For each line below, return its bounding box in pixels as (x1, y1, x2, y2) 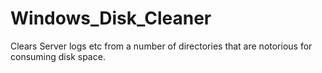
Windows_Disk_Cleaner (10, 7, 212, 30)
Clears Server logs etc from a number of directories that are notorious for (10, 40, 313, 52)
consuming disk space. (10, 50, 106, 62)
